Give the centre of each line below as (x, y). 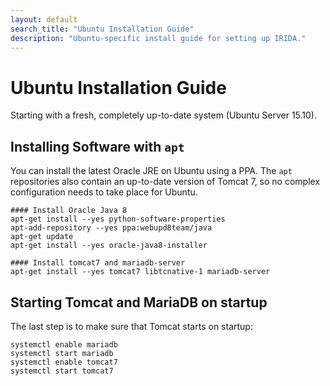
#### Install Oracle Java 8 (69, 211)
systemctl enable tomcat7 (64, 362)
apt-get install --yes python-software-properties (118, 219)
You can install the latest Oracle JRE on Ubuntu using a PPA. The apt (151, 171)
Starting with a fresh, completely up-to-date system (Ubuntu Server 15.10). (164, 115)
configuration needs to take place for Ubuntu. (104, 192)
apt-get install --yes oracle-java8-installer (109, 246)
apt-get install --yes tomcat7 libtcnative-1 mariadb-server (140, 272)
